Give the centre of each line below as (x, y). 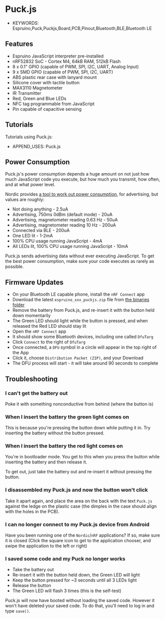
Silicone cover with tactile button (46, 82)
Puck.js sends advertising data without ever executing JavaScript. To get (80, 256)
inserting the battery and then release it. (46, 462)
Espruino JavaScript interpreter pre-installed (58, 56)
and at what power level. (30, 185)
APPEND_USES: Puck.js (37, 146)
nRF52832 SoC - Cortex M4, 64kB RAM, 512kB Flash (66, 61)
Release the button (32, 586)
